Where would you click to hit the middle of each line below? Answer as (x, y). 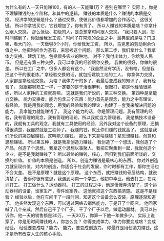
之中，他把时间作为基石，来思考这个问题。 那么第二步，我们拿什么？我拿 (82, 50)
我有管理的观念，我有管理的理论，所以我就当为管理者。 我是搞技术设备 (85, 117)
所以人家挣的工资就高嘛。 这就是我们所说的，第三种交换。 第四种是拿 (83, 93)
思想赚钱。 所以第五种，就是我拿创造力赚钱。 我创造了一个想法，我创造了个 (81, 142)
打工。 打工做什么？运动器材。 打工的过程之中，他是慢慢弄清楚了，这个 (81, 185)
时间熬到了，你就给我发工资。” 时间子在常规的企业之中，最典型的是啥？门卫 (81, 38)
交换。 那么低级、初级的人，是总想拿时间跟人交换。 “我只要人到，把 (86, 32)
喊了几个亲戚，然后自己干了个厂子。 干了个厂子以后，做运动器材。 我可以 (79, 209)
